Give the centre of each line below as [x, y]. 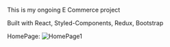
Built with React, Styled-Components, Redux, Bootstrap [85, 23]
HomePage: [24, 36]
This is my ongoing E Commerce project [64, 10]
